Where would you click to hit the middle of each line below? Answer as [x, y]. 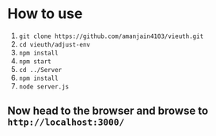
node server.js [44, 87]
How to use [45, 14]
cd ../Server [40, 70]
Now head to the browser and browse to [108, 111]
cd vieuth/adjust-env [54, 44]
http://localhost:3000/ [66, 122]
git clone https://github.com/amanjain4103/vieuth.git [111, 36]
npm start [35, 61]
